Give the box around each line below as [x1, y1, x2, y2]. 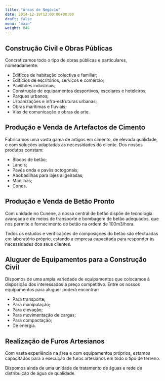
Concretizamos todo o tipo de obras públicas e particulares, [5, 57, 127, 63]
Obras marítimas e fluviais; [12, 104, 67, 109]
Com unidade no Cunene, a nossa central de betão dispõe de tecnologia [5, 210, 153, 216]
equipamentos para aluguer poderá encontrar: [5, 287, 100, 293]
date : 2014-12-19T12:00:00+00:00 [5, 12, 74, 17]
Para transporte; [12, 296, 46, 302]
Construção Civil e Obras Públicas [5, 44, 113, 53]
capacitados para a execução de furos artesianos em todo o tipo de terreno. [5, 355, 161, 362]
